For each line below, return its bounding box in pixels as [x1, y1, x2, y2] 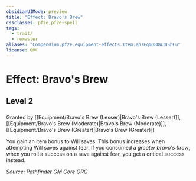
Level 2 [6, 96, 34, 106]
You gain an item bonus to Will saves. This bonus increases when [6, 138, 165, 145]
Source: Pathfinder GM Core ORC [6, 168, 88, 175]
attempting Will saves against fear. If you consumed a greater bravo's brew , [6, 144, 191, 151]
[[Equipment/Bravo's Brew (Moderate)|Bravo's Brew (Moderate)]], [6, 120, 166, 127]
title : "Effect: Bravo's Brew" [6, 14, 83, 20]
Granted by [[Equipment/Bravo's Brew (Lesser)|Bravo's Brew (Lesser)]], [6, 114, 181, 121]
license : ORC [6, 47, 38, 53]
